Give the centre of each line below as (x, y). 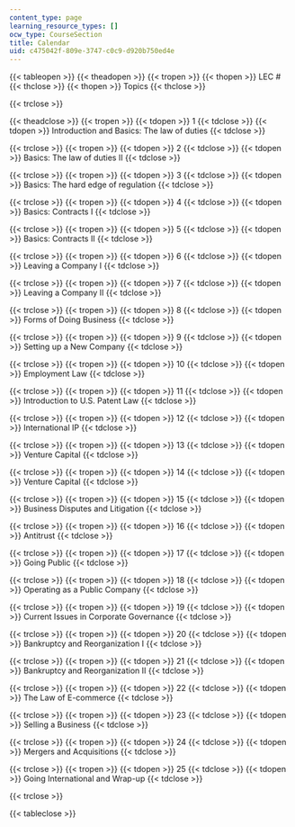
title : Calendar (40, 43)
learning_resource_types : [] (64, 26)
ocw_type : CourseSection (56, 34)
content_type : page (46, 18)
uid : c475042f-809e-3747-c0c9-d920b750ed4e (92, 51)
